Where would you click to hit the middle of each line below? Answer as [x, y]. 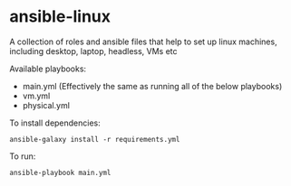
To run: [23, 156]
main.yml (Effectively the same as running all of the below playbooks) [152, 86]
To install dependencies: [55, 123]
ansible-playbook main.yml [60, 172]
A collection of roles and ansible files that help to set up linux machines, [144, 42]
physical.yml [46, 105]
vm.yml [36, 96]
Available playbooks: [48, 69]
